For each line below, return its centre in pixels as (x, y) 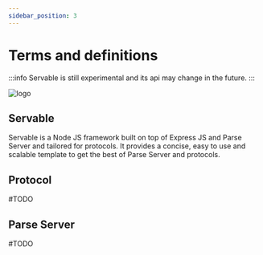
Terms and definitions (83, 55)
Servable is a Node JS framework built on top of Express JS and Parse (125, 138)
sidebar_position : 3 (43, 16)
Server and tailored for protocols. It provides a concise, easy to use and (127, 146)
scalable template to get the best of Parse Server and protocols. (114, 155)
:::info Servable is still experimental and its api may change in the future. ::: (132, 78)
